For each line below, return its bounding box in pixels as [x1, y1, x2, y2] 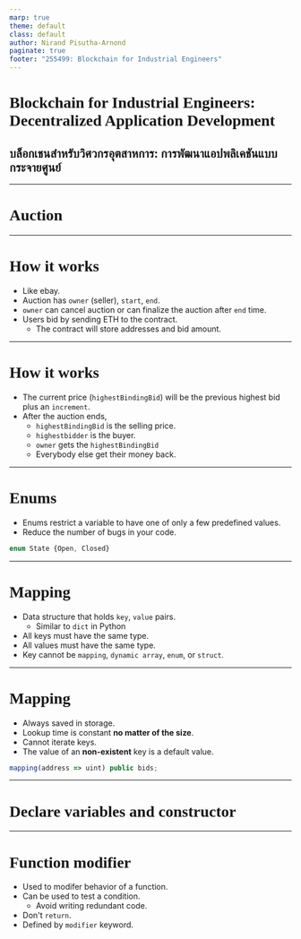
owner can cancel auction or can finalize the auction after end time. [21, 304, 267, 314]
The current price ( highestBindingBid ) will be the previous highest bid [21, 392, 280, 402]
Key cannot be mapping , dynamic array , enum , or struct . [21, 649, 224, 659]
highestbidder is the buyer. [35, 429, 136, 440]
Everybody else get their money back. [35, 449, 176, 460]
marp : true [9, 13, 50, 22]
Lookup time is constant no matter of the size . [21, 727, 194, 737]
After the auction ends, [21, 410, 107, 421]
